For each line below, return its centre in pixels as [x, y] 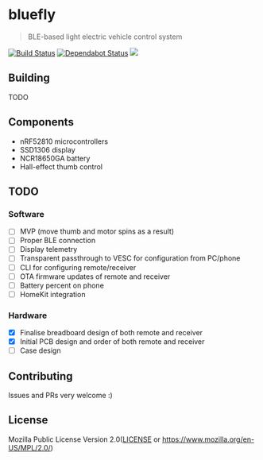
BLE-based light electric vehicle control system [105, 37]
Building [29, 78]
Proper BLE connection [58, 241]
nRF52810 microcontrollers [64, 141]
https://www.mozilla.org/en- [209, 439]
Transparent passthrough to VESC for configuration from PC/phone [130, 258]
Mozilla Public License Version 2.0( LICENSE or [85, 439]
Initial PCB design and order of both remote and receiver [112, 342]
